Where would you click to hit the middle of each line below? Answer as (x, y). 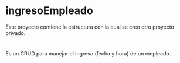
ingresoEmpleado (49, 11)
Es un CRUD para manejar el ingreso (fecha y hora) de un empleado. (88, 54)
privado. (16, 33)
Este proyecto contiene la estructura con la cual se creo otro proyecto (90, 27)
